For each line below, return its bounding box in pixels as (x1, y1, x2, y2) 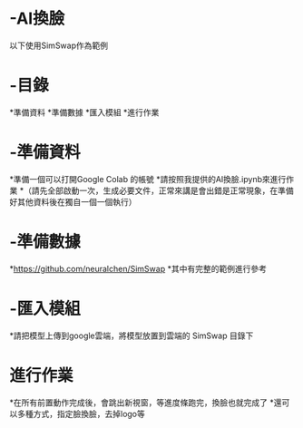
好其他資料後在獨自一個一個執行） (9, 196, 137, 207)
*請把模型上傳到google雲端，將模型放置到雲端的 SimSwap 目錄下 (9, 330, 254, 341)
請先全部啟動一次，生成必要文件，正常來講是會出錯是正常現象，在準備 (31, 185, 294, 196)
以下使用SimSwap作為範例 (9, 40, 109, 51)
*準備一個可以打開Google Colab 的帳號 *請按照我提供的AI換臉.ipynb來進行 (9, 173, 287, 184)
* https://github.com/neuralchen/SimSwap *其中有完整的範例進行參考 (9, 263, 268, 274)
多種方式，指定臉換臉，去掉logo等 (16, 408, 145, 419)
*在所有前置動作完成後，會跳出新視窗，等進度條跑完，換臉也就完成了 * (9, 396, 274, 408)
